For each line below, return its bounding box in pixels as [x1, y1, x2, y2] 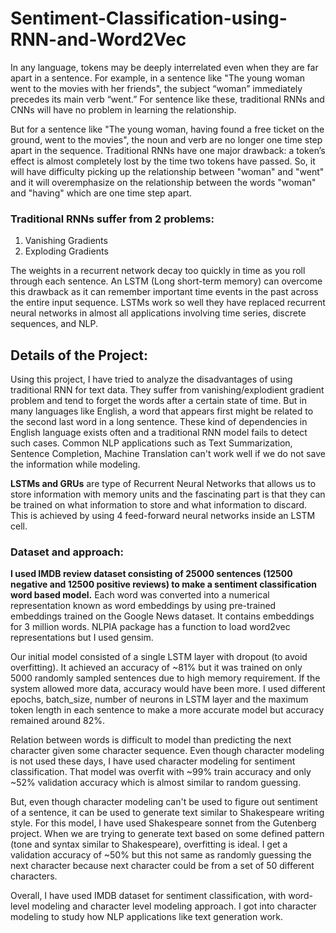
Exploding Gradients [24, 245, 109, 257]
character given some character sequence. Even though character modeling [10, 745, 325, 757]
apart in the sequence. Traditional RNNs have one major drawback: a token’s [10, 144, 326, 156]
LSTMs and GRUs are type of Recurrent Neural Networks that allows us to [10, 478, 317, 490]
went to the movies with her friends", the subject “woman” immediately [10, 82, 303, 94]
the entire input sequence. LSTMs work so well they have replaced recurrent [10, 297, 326, 309]
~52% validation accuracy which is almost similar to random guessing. [10, 777, 302, 789]
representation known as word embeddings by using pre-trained [10, 600, 277, 612]
